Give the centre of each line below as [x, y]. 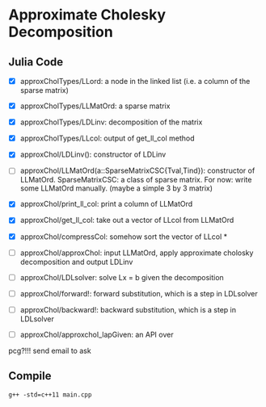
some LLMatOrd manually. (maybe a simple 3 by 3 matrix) [116, 188]
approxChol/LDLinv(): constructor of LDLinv [93, 154]
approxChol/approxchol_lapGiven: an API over [97, 334]
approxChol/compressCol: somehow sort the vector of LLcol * [124, 237]
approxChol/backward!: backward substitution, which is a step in [128, 309]
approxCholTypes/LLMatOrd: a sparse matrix [95, 106]
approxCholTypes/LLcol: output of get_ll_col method [108, 138]
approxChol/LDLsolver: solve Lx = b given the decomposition [122, 277]
